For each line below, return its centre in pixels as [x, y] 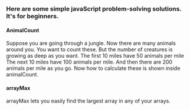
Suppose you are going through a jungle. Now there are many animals [91, 44]
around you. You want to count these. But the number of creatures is [89, 49]
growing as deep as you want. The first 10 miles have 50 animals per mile [95, 56]
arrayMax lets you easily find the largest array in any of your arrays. [89, 101]
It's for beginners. [32, 16]
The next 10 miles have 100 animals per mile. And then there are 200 [89, 62]
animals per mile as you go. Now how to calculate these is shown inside [93, 68]
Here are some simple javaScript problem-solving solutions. [94, 9]
